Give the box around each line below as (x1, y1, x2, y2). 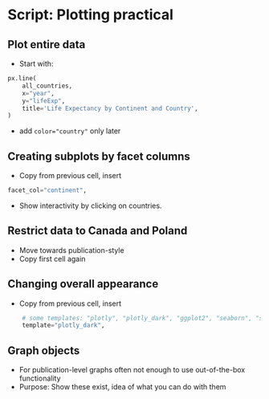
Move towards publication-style (18, 245, 125, 254)
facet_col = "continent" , (7, 186, 88, 194)
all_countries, (22, 82, 73, 90)
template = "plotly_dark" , (22, 321, 105, 330)
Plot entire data (7, 38, 86, 51)
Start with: (18, 59, 54, 68)
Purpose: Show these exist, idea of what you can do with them (18, 382, 226, 392)
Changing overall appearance (7, 277, 159, 291)
